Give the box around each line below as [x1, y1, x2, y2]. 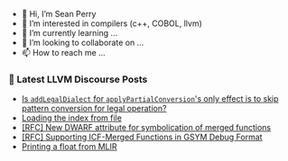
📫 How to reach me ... [21, 48, 106, 58]
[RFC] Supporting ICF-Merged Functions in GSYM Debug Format [21, 131, 263, 143]
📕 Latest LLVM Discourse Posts [8, 73, 148, 85]
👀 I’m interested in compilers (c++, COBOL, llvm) [21, 18, 202, 29]
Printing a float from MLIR [21, 141, 118, 152]
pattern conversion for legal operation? [21, 103, 167, 114]
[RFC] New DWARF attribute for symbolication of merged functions [21, 122, 272, 133]
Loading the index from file [21, 112, 123, 123]
